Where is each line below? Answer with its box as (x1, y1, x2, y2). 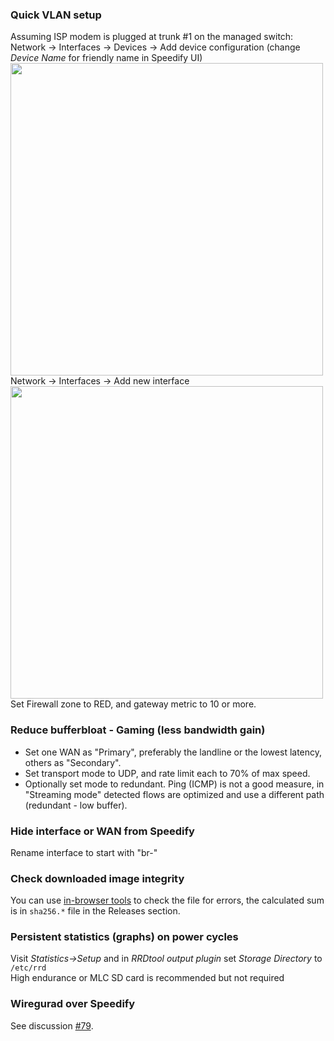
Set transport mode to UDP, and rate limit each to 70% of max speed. (24, 767, 311, 779)
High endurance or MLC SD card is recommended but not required (10, 972, 285, 984)
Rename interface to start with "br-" (10, 846, 158, 858)
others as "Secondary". (24, 756, 122, 768)
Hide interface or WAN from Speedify (10, 824, 195, 838)
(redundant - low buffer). (24, 799, 128, 811)
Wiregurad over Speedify (10, 997, 136, 1011)
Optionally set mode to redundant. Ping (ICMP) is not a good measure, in (24, 778, 325, 790)
